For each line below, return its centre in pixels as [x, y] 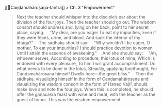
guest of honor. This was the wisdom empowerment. [69, 99]
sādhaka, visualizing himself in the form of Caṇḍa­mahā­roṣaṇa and [82, 79]
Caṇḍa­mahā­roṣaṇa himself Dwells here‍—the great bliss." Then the [85, 74]
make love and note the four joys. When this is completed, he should [85, 89]
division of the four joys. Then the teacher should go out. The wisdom [86, 22]
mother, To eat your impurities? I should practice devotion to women [84, 48]
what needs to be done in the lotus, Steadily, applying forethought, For [87, 69]
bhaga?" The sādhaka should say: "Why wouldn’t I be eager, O [83, 43]
